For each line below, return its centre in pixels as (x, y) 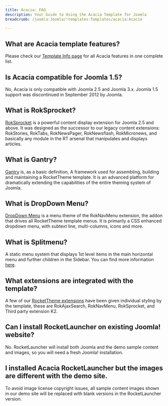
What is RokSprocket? (41, 110)
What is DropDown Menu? (47, 204)
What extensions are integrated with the (69, 281)
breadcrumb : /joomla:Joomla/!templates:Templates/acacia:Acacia (74, 19)
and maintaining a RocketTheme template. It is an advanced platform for (80, 177)
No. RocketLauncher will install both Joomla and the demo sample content (82, 347)
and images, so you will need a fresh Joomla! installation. (64, 352)
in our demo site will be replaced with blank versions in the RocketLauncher (83, 393)
